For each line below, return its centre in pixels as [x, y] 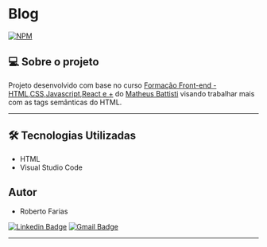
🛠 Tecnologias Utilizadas [72, 136]
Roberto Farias [44, 211]
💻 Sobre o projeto [54, 62]
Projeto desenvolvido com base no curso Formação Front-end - [112, 85]
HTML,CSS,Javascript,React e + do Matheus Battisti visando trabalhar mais [132, 93]
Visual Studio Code [51, 167]
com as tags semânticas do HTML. [65, 102]
